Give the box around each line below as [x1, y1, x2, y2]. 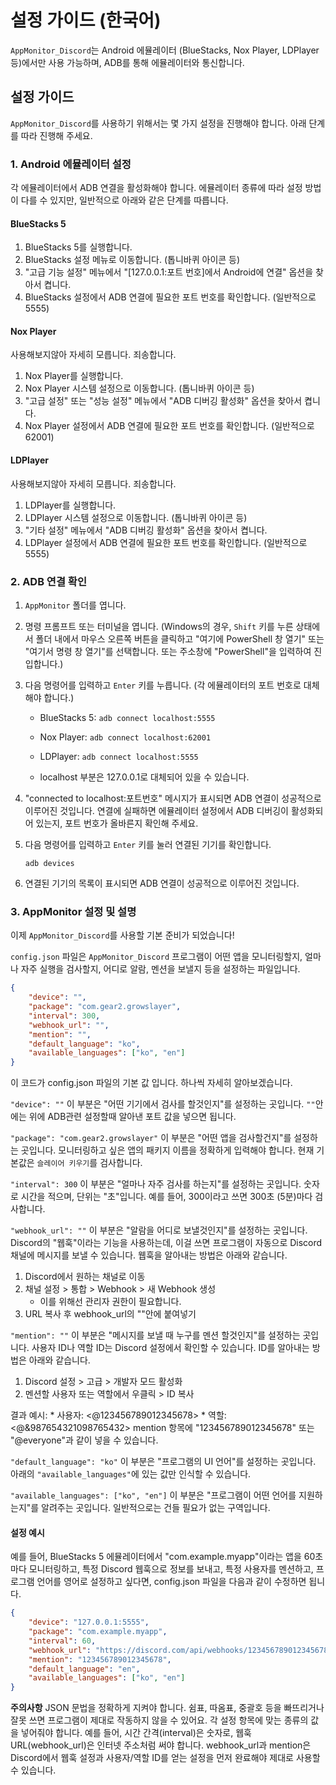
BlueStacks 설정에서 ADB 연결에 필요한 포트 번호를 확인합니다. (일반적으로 [24, 291, 317, 303]
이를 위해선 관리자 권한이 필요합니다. [39, 1296, 182, 1308]
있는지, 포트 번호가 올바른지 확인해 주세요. [35, 817, 199, 829]
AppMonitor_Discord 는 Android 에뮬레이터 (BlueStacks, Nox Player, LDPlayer [10, 44, 320, 56]
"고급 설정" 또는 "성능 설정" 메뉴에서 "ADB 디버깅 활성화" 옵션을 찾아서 [24, 395, 303, 407]
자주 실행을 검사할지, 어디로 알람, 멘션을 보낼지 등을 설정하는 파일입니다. [20, 963, 301, 975]
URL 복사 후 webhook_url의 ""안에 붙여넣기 [24, 1308, 197, 1320]
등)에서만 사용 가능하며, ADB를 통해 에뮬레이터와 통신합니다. [10, 56, 245, 68]
